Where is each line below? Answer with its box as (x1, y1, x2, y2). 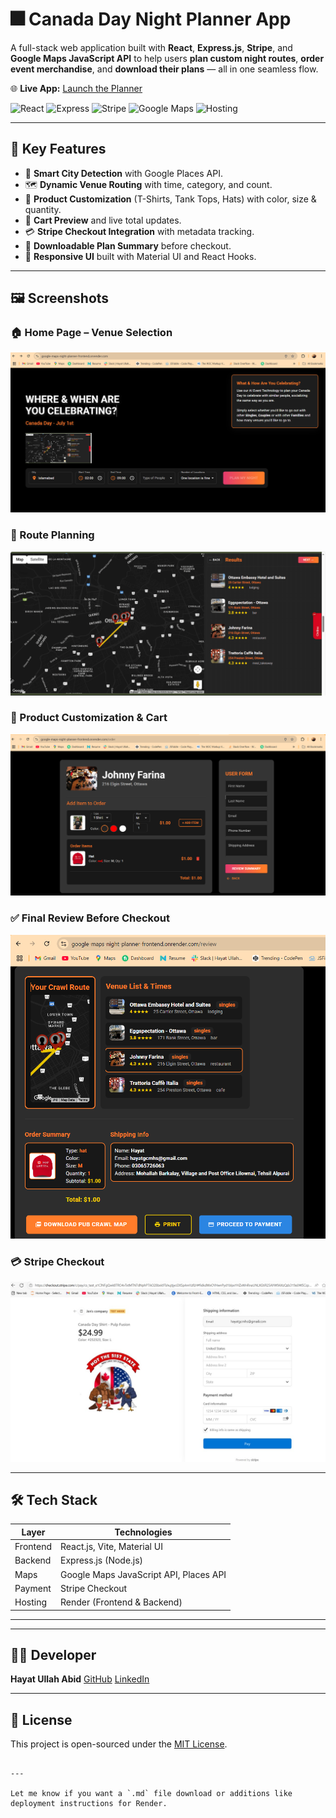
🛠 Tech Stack (10, 1491, 98, 1508)
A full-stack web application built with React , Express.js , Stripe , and (10, 41, 293, 53)
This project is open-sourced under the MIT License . (10, 1738, 228, 1750)
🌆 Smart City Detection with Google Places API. (24, 167, 223, 179)
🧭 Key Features (10, 141, 107, 158)
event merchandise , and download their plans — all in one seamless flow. (10, 63, 319, 75)
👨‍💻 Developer (10, 1646, 97, 1663)
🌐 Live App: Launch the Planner (10, 82, 143, 94)
